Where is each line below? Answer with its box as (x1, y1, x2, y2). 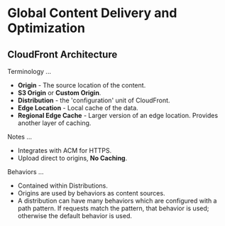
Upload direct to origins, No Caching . (17, 154, 128, 162)
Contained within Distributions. (17, 181, 109, 190)
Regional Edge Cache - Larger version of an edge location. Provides (17, 112, 219, 119)
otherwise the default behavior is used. (17, 212, 133, 220)
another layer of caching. (17, 119, 92, 127)
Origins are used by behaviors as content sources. (17, 189, 165, 197)
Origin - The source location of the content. (17, 81, 146, 90)
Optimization (7, 20, 85, 36)
